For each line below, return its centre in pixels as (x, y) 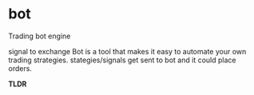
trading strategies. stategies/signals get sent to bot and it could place (122, 60)
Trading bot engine (40, 36)
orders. (20, 68)
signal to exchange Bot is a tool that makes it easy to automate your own (127, 51)
